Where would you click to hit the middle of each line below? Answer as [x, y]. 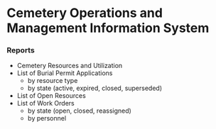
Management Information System [108, 28]
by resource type [53, 81]
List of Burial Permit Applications [65, 73]
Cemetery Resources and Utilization [70, 66]
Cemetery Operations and [85, 13]
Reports [21, 50]
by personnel [47, 118]
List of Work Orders [46, 103]
